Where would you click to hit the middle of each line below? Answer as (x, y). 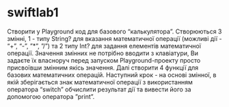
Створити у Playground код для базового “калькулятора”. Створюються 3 (114, 31)
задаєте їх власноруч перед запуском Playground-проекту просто (104, 60)
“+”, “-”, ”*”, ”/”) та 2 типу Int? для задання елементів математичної (104, 46)
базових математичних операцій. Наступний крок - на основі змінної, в (112, 75)
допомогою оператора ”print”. (51, 96)
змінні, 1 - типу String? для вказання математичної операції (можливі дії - (114, 38)
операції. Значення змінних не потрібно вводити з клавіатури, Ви (103, 53)
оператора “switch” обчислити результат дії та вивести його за (99, 89)
